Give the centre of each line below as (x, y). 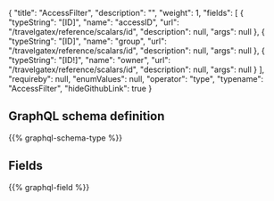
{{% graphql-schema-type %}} (66, 138)
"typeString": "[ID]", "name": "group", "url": (87, 41)
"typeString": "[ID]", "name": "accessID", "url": (94, 22)
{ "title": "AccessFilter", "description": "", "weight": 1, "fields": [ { (126, 13)
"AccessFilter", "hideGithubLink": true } (80, 88)
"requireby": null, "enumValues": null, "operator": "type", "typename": (136, 79)
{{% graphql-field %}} (49, 187)
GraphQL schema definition (87, 116)
